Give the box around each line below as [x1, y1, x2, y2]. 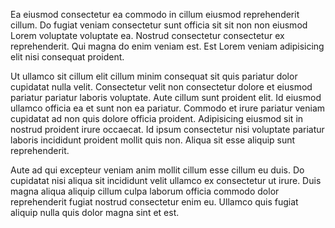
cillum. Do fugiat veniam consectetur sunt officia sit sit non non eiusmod [10, 19, 308, 31]
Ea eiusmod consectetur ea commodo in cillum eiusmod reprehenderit [10, 9, 300, 20]
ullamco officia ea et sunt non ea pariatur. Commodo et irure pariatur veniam [10, 102, 326, 114]
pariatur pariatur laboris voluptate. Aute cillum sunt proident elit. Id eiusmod [10, 92, 322, 103]
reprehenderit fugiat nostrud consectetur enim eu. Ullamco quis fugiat [10, 196, 299, 208]
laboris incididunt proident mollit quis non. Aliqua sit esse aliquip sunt [10, 134, 296, 146]
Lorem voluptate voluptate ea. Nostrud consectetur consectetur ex [10, 30, 285, 41]
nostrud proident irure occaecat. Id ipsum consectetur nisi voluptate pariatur [10, 124, 325, 135]
